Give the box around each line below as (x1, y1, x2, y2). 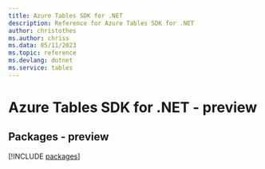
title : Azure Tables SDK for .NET (8, 11, 124, 20)
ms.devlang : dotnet (8, 57, 73, 65)
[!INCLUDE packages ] (8, 151, 81, 161)
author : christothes (8, 26, 77, 34)
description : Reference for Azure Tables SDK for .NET (8, 19, 195, 27)
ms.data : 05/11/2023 (8, 42, 77, 50)
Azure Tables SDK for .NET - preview (8, 98, 258, 116)
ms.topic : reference (8, 49, 77, 57)
